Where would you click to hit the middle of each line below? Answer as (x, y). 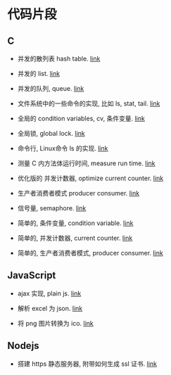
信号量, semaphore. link (52, 208)
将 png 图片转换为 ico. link (55, 323)
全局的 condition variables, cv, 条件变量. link (81, 118)
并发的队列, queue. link (51, 88)
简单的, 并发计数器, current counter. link (75, 238)
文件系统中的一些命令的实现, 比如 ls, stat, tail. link (89, 103)
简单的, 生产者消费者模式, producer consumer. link (90, 253)
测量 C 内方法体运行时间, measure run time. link (86, 163)
